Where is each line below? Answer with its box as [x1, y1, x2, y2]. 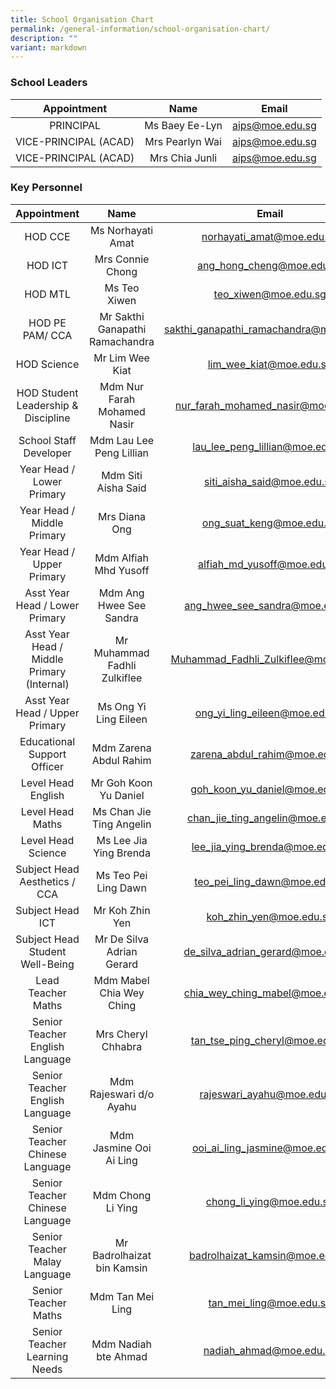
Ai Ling [105, 1153, 138, 1167]
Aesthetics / [19, 874, 76, 888]
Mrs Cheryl [95, 1027, 148, 1041]
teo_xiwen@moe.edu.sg [213, 287, 327, 301]
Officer [31, 759, 64, 773]
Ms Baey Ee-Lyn [144, 118, 223, 132]
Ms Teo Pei [95, 868, 148, 882]
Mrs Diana [98, 509, 147, 523]
